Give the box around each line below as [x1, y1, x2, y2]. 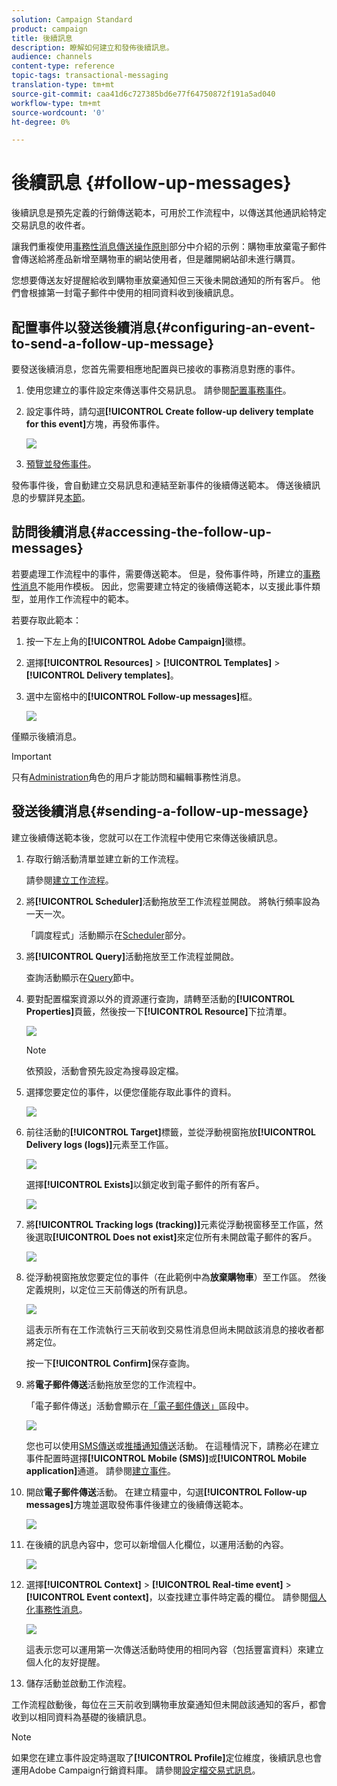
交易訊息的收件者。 [11, 219, 91, 231]
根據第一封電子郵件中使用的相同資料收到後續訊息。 [28, 287, 239, 299]
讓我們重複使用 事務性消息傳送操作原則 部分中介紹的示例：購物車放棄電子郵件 [11, 241, 327, 253]
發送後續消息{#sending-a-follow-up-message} [11, 803, 309, 820]
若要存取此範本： [11, 614, 82, 626]
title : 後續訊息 [11, 33, 73, 43]
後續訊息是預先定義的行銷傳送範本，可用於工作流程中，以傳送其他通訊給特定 [11, 207, 327, 219]
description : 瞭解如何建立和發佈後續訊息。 [11, 42, 174, 53]
